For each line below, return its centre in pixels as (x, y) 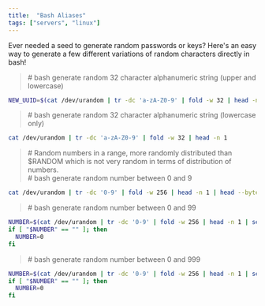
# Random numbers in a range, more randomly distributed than (130, 153)
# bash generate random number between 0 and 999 (114, 259)
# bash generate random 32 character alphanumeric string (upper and (142, 77)
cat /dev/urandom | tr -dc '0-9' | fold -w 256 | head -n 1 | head (121, 193)
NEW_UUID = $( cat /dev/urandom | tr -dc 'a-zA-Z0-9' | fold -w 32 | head (129, 100)
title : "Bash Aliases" (47, 15)
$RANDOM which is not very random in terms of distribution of (129, 162)
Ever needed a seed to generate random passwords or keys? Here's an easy (132, 45)
